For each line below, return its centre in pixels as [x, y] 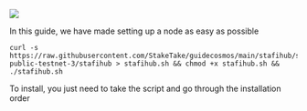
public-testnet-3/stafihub [61, 64]
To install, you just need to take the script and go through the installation [145, 88]
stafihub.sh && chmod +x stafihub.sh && [202, 64]
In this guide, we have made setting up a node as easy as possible [134, 31]
